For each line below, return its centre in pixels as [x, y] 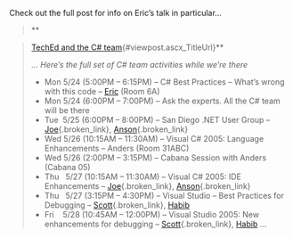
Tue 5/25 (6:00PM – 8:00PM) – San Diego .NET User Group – [157, 120]
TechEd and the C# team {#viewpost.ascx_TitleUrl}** [127, 47]
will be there [67, 110]
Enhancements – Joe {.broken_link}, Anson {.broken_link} [147, 186]
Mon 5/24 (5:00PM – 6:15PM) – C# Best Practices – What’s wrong [164, 82]
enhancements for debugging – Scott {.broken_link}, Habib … [155, 224]
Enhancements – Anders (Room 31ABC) [117, 148]
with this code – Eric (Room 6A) [102, 91]
